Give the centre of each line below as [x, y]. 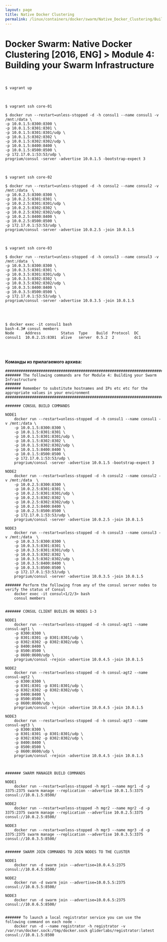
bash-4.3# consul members [32, 329]
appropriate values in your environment [48, 393]
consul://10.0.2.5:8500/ [31, 817]
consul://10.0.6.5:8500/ [31, 905]
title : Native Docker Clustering [40, 14]
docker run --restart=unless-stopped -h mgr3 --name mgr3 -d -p [82, 830]
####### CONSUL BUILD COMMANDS [38, 406]
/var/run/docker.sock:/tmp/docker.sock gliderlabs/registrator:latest [80, 931]
